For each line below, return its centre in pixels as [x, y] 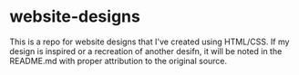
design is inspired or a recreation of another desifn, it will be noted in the [146, 51]
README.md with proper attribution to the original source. [119, 61]
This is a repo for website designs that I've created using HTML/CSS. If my [149, 42]
